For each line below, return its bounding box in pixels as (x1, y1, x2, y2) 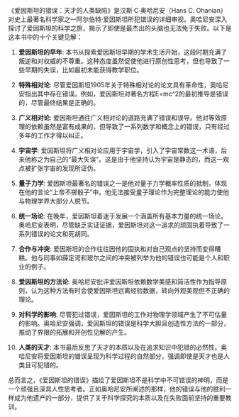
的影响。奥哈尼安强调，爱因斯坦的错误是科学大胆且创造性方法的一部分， (18, 319, 230, 328)
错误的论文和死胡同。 (30, 230, 94, 238)
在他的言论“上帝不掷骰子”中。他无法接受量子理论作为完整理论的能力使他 (18, 188, 230, 196)
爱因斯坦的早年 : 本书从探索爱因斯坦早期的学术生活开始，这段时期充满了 (18, 48, 228, 56)
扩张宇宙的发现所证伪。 (30, 164, 100, 172)
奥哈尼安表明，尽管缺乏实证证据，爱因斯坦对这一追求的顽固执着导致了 (18, 221, 224, 229)
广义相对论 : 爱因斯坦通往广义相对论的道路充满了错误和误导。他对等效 (18, 113, 221, 122)
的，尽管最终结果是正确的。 (18, 99, 100, 106)
